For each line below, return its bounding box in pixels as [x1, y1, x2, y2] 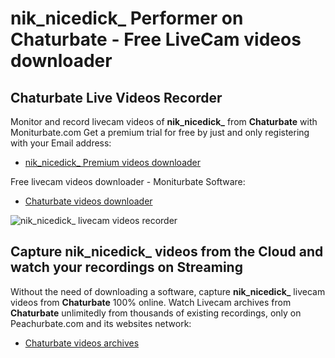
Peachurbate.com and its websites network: [10, 317, 192, 329]
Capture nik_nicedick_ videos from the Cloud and [10, 243, 324, 261]
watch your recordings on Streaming [10, 259, 243, 276]
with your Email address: [10, 137, 112, 149]
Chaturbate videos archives [24, 337, 140, 349]
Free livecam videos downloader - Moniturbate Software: [10, 176, 246, 187]
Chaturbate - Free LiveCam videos [10, 28, 302, 51]
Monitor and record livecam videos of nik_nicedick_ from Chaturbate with [10, 116, 318, 127]
